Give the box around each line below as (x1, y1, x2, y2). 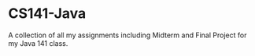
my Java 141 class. (8, 38, 68, 47)
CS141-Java (8, 5, 87, 23)
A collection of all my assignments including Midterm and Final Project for (8, 30, 247, 40)
